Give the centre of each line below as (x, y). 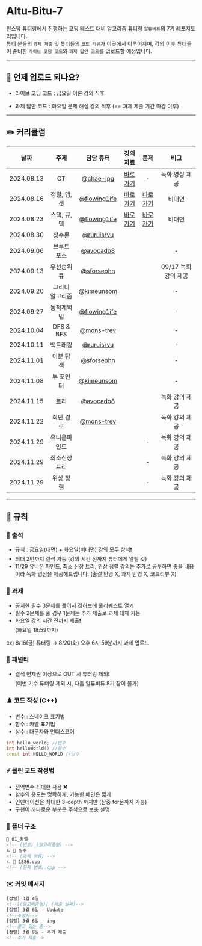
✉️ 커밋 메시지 (26, 884)
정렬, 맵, (61, 194)
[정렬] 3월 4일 (23, 898)
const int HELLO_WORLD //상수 (43, 754)
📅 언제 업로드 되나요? (43, 77)
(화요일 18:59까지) (36, 629)
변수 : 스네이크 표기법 (40, 717)
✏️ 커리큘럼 (26, 133)
